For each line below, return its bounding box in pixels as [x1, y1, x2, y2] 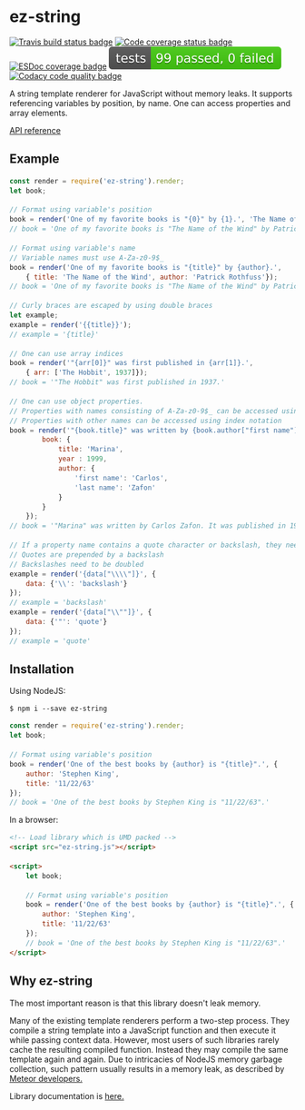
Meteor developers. [9, 1073, 84, 1084]
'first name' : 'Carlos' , [74, 473, 169, 482]
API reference [9, 124, 62, 135]
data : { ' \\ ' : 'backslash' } [25, 579, 128, 588]
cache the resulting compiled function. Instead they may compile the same [9, 1044, 289, 1055]
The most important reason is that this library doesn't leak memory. [9, 997, 261, 1008]
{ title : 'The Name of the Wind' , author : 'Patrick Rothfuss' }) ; [25, 273, 279, 282]
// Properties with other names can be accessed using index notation [9, 416, 282, 425]
